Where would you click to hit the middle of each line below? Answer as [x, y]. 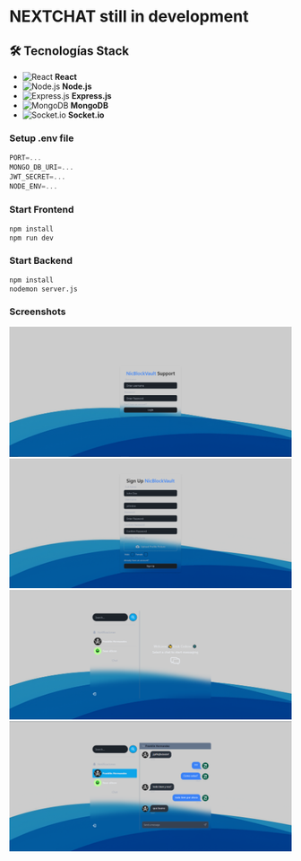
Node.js [77, 86]
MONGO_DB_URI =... [42, 168]
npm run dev [31, 238]
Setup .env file [42, 138]
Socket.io [86, 115]
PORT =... [26, 158]
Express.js [91, 96]
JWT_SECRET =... [38, 177]
